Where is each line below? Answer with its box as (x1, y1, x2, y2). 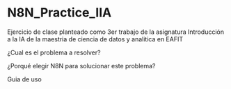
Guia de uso (7, 75, 42, 83)
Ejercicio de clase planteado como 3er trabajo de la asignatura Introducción (7, 28, 225, 36)
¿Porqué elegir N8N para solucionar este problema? (7, 61, 156, 70)
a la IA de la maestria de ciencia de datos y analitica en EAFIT (7, 34, 184, 43)
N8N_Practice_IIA (7, 5, 112, 21)
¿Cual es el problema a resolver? (7, 48, 101, 57)
